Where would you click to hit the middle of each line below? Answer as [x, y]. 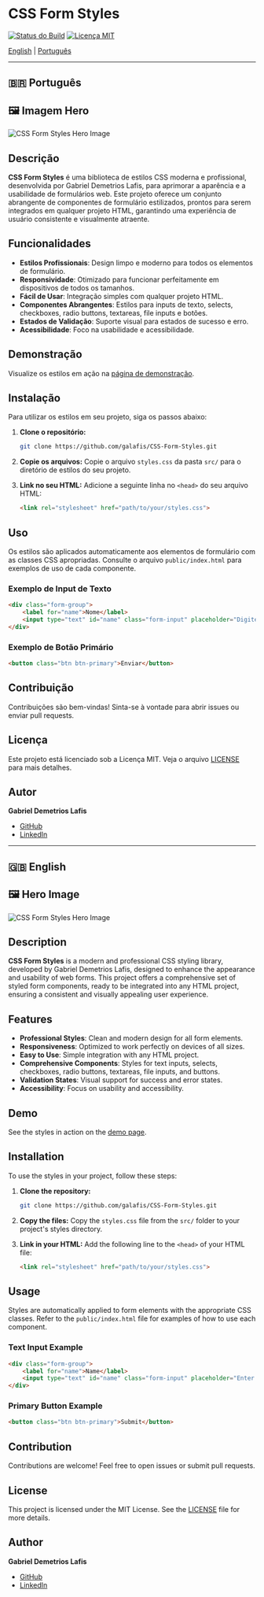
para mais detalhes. [40, 767]
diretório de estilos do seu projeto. [75, 470]
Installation [36, 1157]
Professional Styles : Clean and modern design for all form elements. [131, 1038]
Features [30, 1019]
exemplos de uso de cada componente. [72, 568]
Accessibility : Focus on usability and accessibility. [102, 1089]
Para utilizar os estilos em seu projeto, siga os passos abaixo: [108, 417]
